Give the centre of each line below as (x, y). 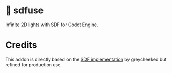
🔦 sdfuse (25, 10)
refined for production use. (34, 65)
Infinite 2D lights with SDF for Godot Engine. (52, 25)
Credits (21, 45)
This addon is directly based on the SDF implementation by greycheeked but (86, 59)
